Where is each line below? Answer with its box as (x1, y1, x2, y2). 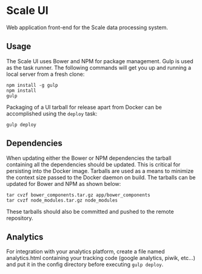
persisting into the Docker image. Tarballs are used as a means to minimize (6, 167, 194, 174)
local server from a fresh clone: (6, 70, 85, 78)
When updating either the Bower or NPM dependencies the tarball (6, 154, 172, 162)
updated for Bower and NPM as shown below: (6, 180, 121, 187)
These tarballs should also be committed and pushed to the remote (6, 208, 174, 215)
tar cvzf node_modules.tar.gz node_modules (6, 197, 118, 204)
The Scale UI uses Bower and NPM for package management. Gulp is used (6, 57, 194, 64)
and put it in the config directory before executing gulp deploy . (6, 261, 164, 268)
